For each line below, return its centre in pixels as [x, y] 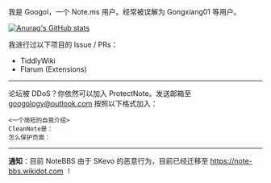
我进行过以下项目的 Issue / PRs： [63, 44]
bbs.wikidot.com [36, 171]
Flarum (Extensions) [53, 69]
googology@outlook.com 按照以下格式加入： [83, 104]
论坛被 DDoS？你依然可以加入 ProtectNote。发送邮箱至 [100, 94]
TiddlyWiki [38, 60]
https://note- [231, 161]
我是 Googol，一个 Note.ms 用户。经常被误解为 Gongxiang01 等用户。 [125, 12]
